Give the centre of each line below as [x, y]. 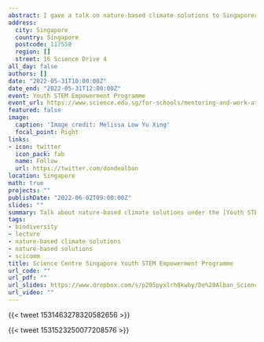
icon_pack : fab [40, 154]
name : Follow [37, 162]
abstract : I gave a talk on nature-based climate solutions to [114, 15]
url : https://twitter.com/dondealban [77, 169]
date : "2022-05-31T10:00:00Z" [58, 81]
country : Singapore [47, 37]
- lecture [24, 235]
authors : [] [27, 74]
